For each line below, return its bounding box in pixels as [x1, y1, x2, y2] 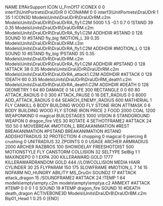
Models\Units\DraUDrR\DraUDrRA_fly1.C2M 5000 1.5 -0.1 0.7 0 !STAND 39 [5, 19, 153, 25]
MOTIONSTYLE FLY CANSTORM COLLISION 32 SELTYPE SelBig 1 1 [5, 149, 140, 155]
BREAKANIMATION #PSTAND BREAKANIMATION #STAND [5, 129, 122, 134]
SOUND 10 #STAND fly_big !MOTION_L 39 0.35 [5, 35, 100, 41]
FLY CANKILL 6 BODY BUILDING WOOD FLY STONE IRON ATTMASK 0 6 [5, 102, 151, 108]
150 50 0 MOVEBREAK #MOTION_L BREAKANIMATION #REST [5, 123, 130, 129]
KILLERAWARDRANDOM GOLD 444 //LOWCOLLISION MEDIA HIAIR [5, 159, 140, 165]
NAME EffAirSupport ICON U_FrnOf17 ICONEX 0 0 [5, 4, 105, 10]
